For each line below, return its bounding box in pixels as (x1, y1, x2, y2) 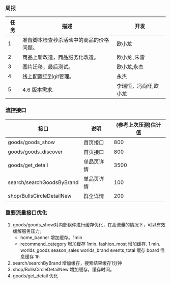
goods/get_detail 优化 (12, 272, 59, 279)
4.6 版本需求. (22, 86, 54, 93)
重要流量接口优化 (5, 209, 47, 216)
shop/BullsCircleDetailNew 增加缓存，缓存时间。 (12, 266, 115, 272)
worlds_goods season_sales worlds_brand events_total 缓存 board (20, 247, 159, 253)
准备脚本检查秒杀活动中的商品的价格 (22, 37, 109, 44)
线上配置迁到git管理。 (22, 73, 75, 80)
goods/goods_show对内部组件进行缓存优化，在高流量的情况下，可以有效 (12, 221, 166, 228)
